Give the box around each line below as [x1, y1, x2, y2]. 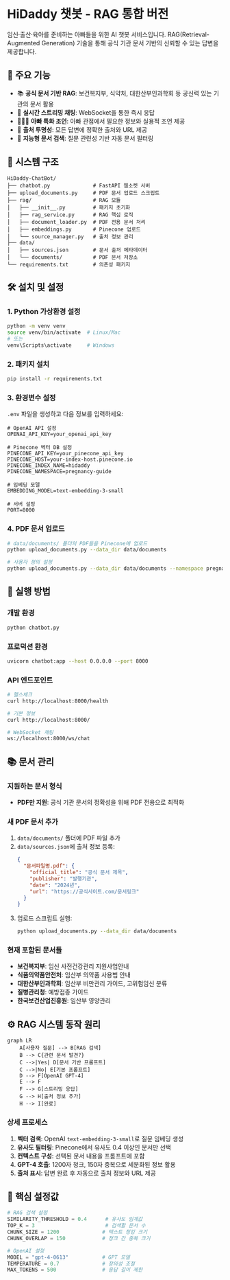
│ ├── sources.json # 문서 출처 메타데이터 [7, 247, 148, 253]
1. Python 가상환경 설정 [7, 306, 81, 316]
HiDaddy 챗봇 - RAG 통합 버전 [7, 6, 169, 22]
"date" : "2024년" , [29, 882, 81, 889]
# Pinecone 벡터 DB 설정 [7, 444, 73, 451]
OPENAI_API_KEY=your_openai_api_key [7, 431, 112, 438]
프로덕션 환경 [7, 641, 48, 651]
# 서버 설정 [7, 501, 36, 508]
